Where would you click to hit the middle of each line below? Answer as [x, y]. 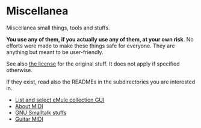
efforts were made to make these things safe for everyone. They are [91, 46]
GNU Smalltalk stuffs [41, 112]
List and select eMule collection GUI [60, 100]
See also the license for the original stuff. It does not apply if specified [93, 64]
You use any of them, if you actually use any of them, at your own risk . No [100, 39]
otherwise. [20, 70]
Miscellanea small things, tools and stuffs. [58, 28]
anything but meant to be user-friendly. [55, 52]
